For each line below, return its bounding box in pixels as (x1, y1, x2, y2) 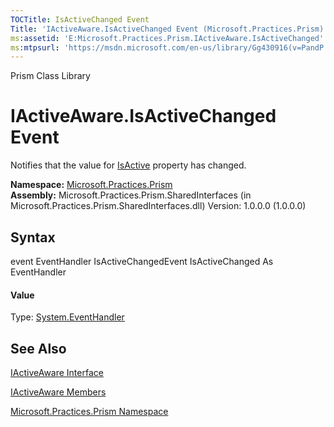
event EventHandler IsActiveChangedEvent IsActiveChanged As (10, 256, 274, 267)
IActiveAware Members (10, 386, 107, 398)
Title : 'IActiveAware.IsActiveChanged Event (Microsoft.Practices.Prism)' (10, 24, 329, 34)
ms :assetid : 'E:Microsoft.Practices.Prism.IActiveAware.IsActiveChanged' (10, 33, 325, 43)
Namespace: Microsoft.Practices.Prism (10, 179, 173, 191)
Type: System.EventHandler (10, 311, 125, 323)
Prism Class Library (10, 70, 91, 82)
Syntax (10, 229, 56, 246)
